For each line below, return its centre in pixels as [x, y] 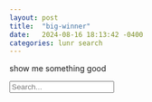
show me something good [58, 69]
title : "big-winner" [50, 26]
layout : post [34, 18]
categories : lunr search [56, 43]
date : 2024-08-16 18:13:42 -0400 [76, 34]
